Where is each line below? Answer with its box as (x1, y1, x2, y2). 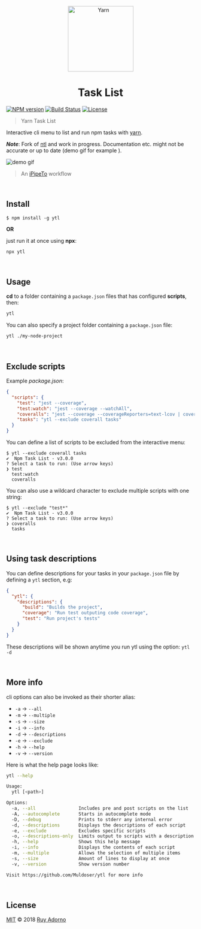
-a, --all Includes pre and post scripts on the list (11, 806, 188, 812)
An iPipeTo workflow (20, 170, 72, 177)
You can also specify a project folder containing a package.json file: (6, 321, 172, 329)
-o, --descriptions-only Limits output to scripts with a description (11, 833, 194, 839)
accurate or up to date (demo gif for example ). (6, 147, 122, 154)
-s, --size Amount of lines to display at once (11, 855, 170, 861)
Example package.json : (6, 378, 64, 384)
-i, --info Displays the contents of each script (11, 844, 175, 850)
